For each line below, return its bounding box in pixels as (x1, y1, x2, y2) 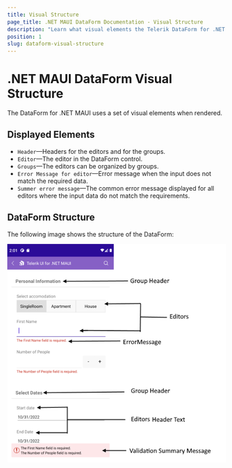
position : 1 (7, 33, 42, 40)
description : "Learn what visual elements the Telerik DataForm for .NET (7, 26, 226, 33)
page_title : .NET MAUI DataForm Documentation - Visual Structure (7, 18, 204, 26)
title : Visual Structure (7, 11, 79, 18)
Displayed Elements (7, 129, 95, 141)
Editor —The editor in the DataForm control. (17, 155, 143, 163)
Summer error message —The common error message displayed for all (17, 184, 215, 192)
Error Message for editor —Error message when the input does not (17, 169, 212, 177)
